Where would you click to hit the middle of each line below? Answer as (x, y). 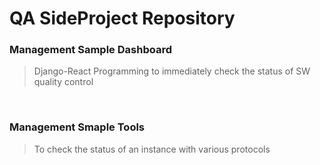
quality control (63, 82)
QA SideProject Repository (122, 18)
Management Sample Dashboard (90, 50)
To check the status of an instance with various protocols (152, 149)
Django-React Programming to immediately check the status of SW (172, 71)
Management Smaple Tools (77, 127)
